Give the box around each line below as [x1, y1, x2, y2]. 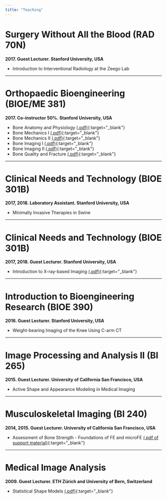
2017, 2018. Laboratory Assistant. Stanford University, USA [5, 200, 130, 206]
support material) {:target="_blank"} [12, 440, 85, 446]
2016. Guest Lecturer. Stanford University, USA [5, 318, 104, 324]
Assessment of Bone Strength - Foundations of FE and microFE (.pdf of [12, 435, 159, 441]
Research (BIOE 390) [5, 301, 93, 313]
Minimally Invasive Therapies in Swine [12, 210, 91, 216]
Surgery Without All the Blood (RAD [5, 28, 155, 40]
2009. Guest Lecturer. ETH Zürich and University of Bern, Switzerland [5, 479, 153, 485]
